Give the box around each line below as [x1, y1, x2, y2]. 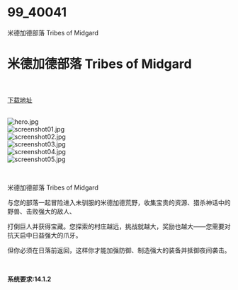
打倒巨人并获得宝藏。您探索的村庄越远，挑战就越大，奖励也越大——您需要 [7, 222, 225, 231]
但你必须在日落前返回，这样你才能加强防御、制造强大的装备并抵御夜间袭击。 [7, 245, 231, 255]
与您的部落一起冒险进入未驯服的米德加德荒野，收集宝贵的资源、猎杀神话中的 [7, 198, 231, 207]
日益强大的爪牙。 [31, 231, 82, 239]
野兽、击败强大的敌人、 [7, 207, 76, 216]
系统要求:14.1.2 [7, 274, 52, 283]
